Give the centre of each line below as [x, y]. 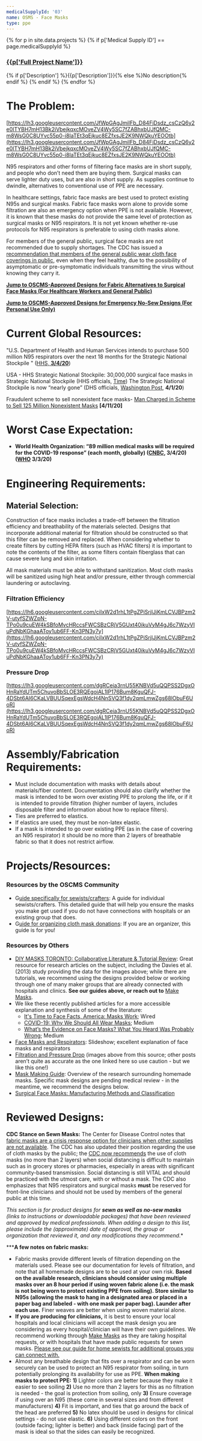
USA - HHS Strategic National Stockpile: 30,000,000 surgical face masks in [99, 375]
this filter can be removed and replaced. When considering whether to [93, 539]
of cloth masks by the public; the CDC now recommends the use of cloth [96, 1153]
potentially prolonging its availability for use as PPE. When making [97, 1374]
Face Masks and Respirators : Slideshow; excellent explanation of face [101, 1042]
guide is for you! [35, 930]
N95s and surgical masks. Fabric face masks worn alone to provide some [97, 204]
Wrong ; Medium [44, 1035]
